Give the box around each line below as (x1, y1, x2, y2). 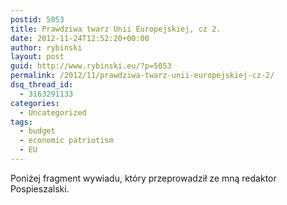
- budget (19, 126, 56, 136)
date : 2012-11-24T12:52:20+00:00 (10, 33, 150, 43)
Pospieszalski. (10, 182, 70, 195)
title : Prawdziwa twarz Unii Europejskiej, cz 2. (10, 24, 222, 34)
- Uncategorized (19, 107, 87, 118)
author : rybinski (10, 42, 83, 53)
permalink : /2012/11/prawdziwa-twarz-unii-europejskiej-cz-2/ (10, 71, 275, 81)
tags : (10, 117, 33, 127)
